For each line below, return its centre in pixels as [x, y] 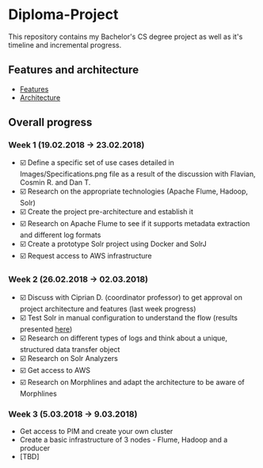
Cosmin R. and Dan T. [55, 182]
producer [35, 448]
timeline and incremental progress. [65, 44]
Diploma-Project [63, 15]
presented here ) [46, 329]
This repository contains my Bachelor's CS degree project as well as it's [126, 36]
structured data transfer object [70, 349]
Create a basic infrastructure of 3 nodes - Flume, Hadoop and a [124, 440]
